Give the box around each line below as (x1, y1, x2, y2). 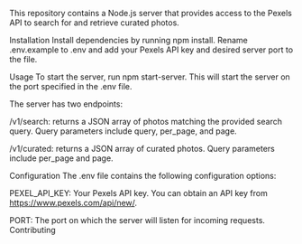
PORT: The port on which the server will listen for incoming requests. (9, 215, 266, 225)
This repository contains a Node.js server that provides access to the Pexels (9, 8, 293, 18)
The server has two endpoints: (9, 99, 124, 109)
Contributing (9, 225, 56, 235)
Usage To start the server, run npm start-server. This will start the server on (9, 71, 290, 82)
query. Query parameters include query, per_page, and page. (9, 126, 237, 136)
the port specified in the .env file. (9, 81, 133, 91)
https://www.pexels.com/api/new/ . (9, 198, 138, 208)
